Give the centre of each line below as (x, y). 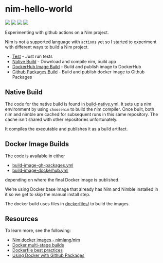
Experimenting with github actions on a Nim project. (57, 32)
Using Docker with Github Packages (48, 255)
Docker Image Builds (37, 144)
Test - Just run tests (32, 56)
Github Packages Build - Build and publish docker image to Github (78, 72)
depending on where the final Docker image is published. (62, 180)
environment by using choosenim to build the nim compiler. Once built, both (80, 109)
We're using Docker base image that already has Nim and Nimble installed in (82, 189)
